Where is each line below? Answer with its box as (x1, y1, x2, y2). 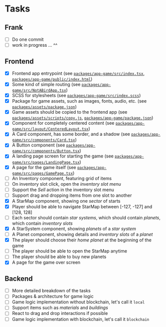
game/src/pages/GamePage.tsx (12, 171, 73, 176)
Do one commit (12, 36, 44, 42)
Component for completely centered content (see (12, 120, 115, 126)
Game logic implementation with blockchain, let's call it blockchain (12, 316, 149, 322)
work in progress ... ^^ (12, 42, 58, 48)
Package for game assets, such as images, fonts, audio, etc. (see (12, 98, 147, 104)
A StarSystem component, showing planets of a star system (12, 226, 136, 231)
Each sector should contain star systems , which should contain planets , (12, 214, 161, 220)
